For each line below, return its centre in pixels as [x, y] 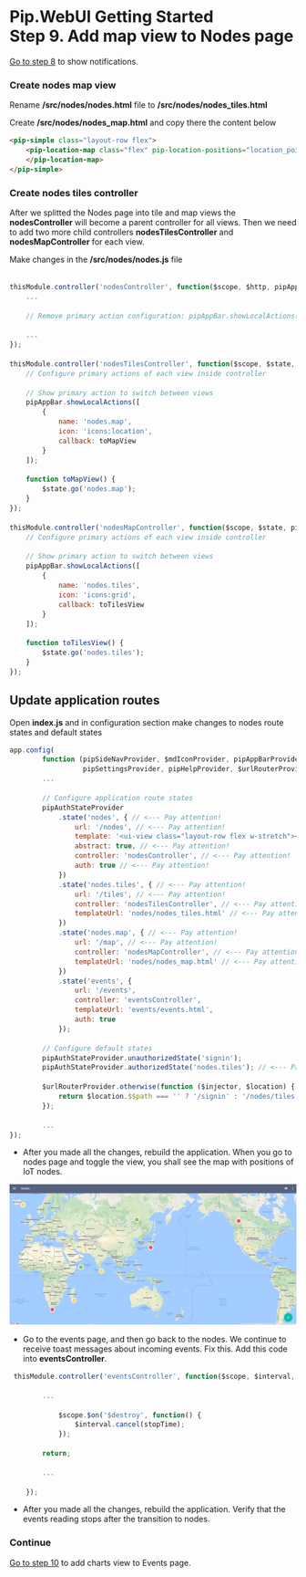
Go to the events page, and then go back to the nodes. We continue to [154, 1340]
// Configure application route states [118, 798]
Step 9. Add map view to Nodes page [152, 36]
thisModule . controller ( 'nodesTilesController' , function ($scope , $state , [153, 364]
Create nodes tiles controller [74, 193]
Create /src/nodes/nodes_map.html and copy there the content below [143, 123]
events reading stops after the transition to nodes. [116, 1519]
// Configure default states [97, 1048]
